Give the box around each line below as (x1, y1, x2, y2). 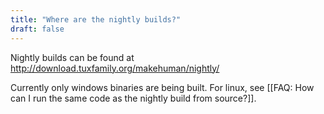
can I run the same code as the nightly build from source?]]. (10, 92, 257, 104)
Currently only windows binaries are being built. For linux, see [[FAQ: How (10, 81, 315, 93)
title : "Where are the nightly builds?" (10, 14, 182, 25)
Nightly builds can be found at (10, 51, 135, 63)
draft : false (10, 24, 65, 34)
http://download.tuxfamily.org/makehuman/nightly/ (10, 62, 220, 74)
